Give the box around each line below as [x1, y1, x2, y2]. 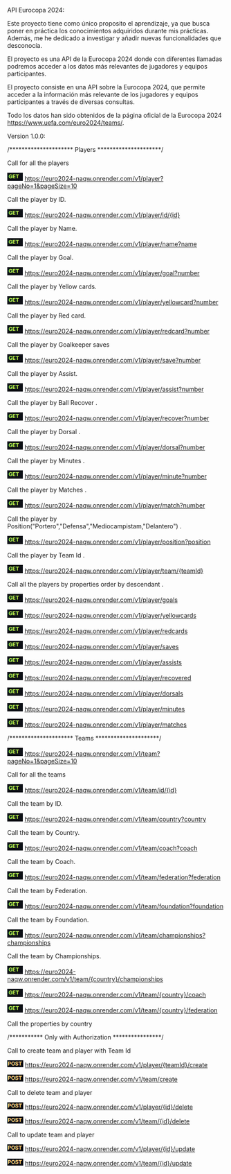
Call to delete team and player [7, 1089, 93, 1096]
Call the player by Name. [7, 225, 77, 232]
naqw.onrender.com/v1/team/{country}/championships [7, 975, 164, 983]
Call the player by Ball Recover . [7, 399, 98, 406]
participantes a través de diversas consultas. [7, 98, 135, 106]
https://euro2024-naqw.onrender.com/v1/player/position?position [24, 537, 211, 546]
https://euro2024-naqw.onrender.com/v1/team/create [24, 1075, 178, 1083]
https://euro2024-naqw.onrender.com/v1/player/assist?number [24, 385, 204, 393]
